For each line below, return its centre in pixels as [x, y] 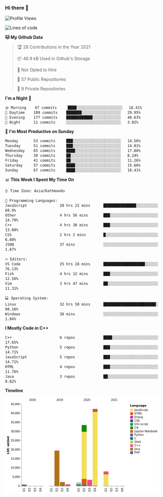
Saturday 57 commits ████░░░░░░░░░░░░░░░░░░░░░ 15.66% [73, 165]
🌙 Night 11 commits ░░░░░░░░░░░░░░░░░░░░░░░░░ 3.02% [72, 122]
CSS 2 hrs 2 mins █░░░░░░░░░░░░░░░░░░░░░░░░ [82, 235]
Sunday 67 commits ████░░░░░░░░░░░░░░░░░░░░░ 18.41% [73, 170]
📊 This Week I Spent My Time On [40, 179]
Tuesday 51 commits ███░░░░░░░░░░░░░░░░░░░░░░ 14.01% [73, 146]
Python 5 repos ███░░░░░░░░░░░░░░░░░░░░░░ [82, 348]
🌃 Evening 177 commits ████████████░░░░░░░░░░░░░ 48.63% [73, 118]
